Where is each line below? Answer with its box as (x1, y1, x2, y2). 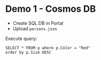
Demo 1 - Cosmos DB (5, 3, 96, 15)
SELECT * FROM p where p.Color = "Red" (5, 45, 91, 50)
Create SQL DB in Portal (12, 20, 64, 26)
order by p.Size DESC (5, 50, 52, 55)
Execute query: (5, 35, 37, 42)
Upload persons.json (12, 25, 57, 31)
